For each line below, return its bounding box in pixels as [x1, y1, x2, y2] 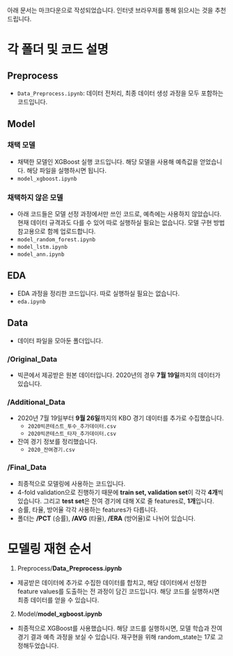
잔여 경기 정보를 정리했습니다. [17, 437, 98, 446]
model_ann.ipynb [17, 251, 65, 258]
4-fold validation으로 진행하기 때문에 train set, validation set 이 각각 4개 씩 [17, 488, 224, 496]
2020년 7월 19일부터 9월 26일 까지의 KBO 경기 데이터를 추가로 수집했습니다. [17, 414, 224, 423]
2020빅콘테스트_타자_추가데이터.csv [27, 430, 117, 438]
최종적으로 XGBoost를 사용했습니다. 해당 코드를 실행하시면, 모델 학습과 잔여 [17, 624, 223, 632]
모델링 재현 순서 [7, 541, 92, 557]
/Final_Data [7, 463, 47, 473]
